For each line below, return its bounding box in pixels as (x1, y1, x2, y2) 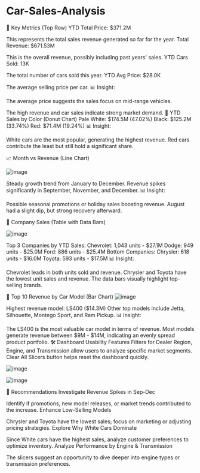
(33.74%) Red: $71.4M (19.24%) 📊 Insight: (6, 122, 112, 129)
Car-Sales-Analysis (6, 4, 106, 18)
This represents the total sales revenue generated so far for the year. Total (6, 35, 189, 43)
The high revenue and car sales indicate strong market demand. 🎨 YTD (6, 109, 181, 116)
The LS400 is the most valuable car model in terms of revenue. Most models (6, 325, 195, 332)
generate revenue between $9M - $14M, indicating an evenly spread (6, 332, 175, 339)
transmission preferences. (6, 460, 70, 467)
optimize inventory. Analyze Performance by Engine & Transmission (6, 442, 173, 449)
